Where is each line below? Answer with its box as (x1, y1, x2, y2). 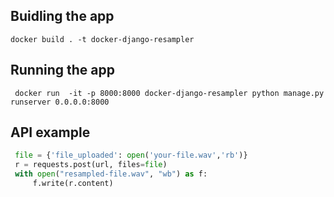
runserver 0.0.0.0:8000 (10, 97, 110, 107)
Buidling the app (10, 8, 115, 25)
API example (10, 124, 91, 141)
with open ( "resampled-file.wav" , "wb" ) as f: (14, 169, 208, 179)
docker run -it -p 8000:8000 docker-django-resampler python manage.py (14, 88, 325, 98)
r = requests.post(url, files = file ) (14, 160, 168, 170)
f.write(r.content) (32, 179, 114, 189)
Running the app (10, 62, 115, 79)
